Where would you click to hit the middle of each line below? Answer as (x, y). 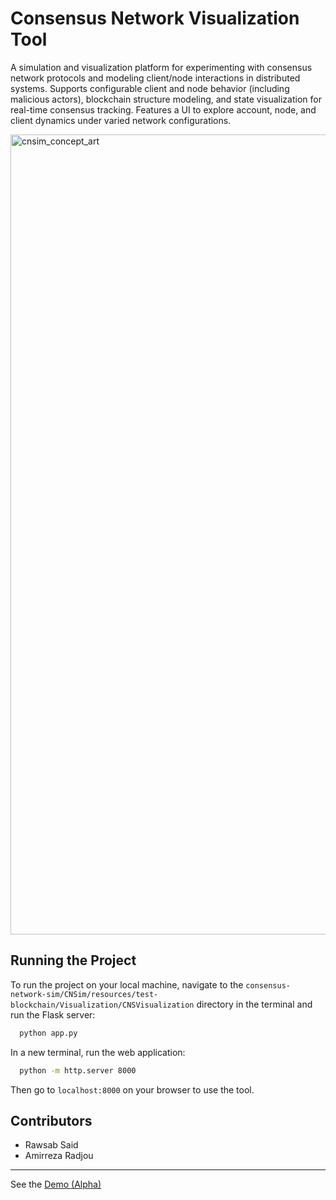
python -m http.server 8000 (78, 1070)
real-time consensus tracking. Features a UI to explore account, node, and (163, 109)
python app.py (48, 1033)
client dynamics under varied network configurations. (121, 120)
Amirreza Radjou (59, 1156)
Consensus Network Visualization (155, 18)
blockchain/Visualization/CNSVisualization (102, 1005)
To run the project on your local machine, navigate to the (127, 984)
